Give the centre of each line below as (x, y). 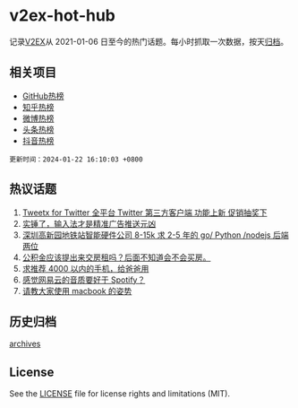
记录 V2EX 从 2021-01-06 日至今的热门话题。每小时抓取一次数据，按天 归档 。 (149, 41)
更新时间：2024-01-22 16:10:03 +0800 (76, 159)
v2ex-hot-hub (63, 16)
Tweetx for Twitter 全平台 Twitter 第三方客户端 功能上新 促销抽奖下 (145, 213)
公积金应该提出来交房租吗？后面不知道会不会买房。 (116, 257)
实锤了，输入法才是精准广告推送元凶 (89, 223)
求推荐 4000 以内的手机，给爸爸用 (85, 268)
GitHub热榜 (43, 96)
